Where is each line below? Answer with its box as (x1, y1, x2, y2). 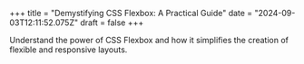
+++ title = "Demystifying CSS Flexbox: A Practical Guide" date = (9, 8, 253, 18)
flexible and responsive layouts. (9, 44, 128, 55)
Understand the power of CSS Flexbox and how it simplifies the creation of (9, 35, 289, 45)
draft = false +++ (80, 17, 144, 28)
